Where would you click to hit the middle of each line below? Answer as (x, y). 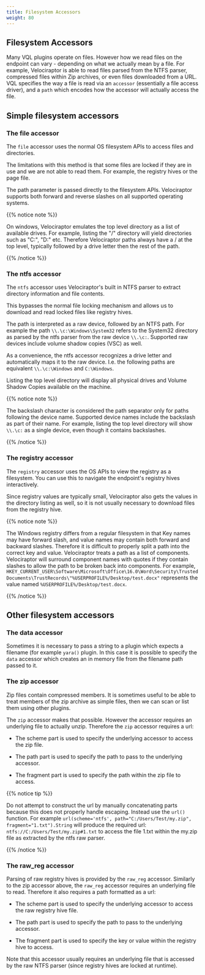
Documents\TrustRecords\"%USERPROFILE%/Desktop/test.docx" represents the (102, 578)
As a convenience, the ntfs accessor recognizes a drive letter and (89, 356)
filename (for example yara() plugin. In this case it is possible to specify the (102, 652)
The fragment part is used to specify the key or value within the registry (106, 940)
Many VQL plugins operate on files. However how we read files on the (94, 57)
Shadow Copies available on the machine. (59, 387)
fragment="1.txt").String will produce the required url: (76, 825)
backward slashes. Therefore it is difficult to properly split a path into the (98, 546)
